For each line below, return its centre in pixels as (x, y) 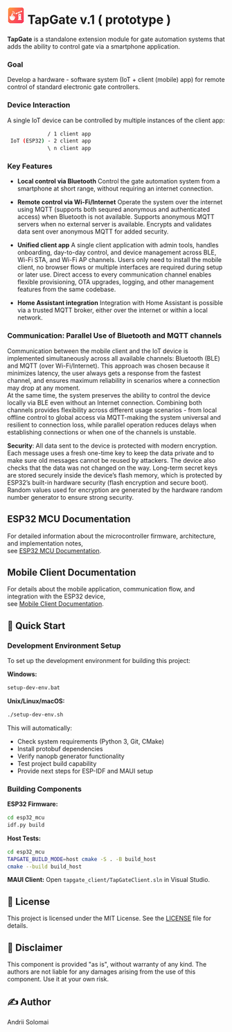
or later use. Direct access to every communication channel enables (114, 275)
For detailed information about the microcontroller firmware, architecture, (111, 536)
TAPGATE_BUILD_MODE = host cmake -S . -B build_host (82, 859)
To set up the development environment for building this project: (99, 661)
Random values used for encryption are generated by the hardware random (115, 490)
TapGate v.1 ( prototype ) (99, 20)
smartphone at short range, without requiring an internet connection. (115, 189)
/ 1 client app (69, 134)
